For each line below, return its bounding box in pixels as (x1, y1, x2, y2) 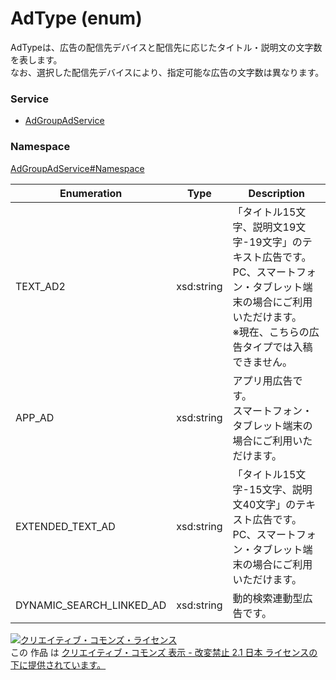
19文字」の (248, 235, 303, 249)
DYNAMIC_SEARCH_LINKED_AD (15, 598, 167, 612)
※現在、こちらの (232, 325, 310, 339)
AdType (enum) (10, 7, 143, 30)
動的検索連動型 (232, 591, 303, 605)
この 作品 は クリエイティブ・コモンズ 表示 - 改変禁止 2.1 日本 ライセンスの (10, 646, 318, 658)
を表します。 (10, 53, 63, 66)
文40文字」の (232, 497, 297, 511)
